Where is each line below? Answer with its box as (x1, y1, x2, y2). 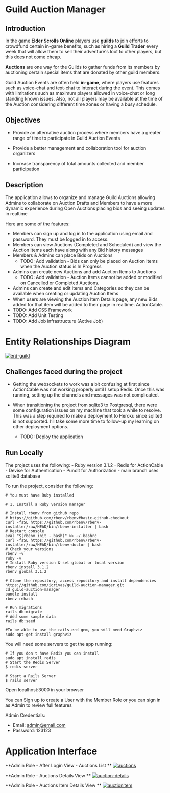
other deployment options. (12, 424, 69, 430)
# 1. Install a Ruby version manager (5, 502, 86, 507)
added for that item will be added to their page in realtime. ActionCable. (12, 301, 163, 307)
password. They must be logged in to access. (12, 236, 109, 242)
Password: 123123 (12, 727, 51, 734)
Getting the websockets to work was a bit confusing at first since (12, 381, 150, 387)
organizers (12, 150, 36, 156)
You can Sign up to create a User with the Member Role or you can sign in (5, 697, 161, 703)
